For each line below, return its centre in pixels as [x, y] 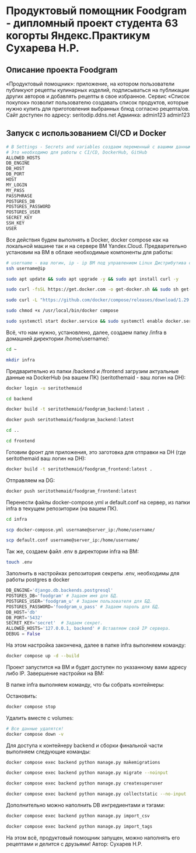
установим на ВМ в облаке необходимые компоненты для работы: [90, 252]
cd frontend [20, 441]
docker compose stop [31, 707]
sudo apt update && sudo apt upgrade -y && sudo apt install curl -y [92, 279]
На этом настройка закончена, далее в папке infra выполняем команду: [96, 645]
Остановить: [22, 696]
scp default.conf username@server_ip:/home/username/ [73, 540]
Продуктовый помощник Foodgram [97, 11]
